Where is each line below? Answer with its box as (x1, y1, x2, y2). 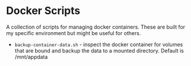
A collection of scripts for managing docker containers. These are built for (6, 23, 186, 30)
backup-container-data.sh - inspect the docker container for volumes (14, 41, 183, 48)
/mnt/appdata (14, 53, 48, 60)
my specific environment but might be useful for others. (6, 29, 141, 36)
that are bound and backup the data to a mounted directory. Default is (14, 47, 184, 54)
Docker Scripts (6, 4, 81, 18)
